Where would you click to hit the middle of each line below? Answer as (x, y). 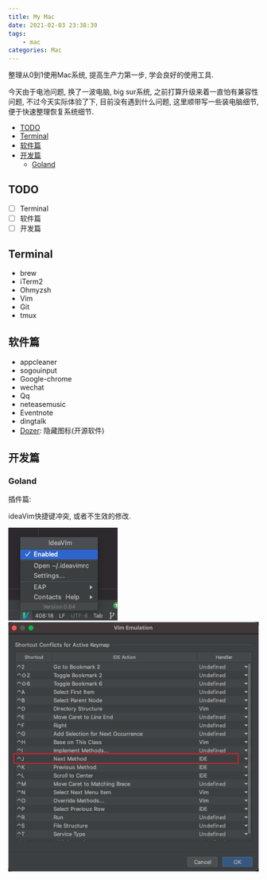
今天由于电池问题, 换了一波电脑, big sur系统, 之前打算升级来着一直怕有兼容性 (133, 92)
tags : (17, 33)
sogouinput (38, 370)
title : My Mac (32, 17)
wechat (32, 387)
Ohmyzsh (35, 289)
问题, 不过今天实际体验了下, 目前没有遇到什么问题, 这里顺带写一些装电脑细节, (133, 102)
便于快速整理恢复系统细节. (51, 112)
